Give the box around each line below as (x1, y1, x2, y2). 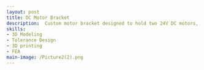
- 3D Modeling (6, 32, 43, 38)
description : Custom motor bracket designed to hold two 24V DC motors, (6, 20, 199, 26)
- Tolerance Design (6, 37, 56, 43)
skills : (6, 26, 26, 32)
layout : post (6, 9, 40, 15)
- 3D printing (6, 43, 43, 49)
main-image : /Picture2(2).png (6, 54, 84, 60)
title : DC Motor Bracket (6, 15, 70, 21)
